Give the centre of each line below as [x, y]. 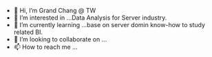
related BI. [28, 32]
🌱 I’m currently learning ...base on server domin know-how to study [109, 25]
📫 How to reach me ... [45, 47]
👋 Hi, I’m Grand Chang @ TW [55, 11]
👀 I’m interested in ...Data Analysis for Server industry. [90, 18]
